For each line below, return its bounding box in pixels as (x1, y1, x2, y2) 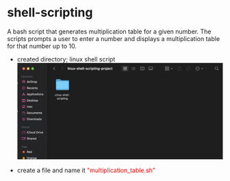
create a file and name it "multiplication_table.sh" (16, 166, 156, 175)
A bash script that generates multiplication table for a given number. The (7, 27, 212, 36)
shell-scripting (7, 5, 93, 20)
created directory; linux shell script (16, 55, 116, 63)
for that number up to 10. (7, 42, 77, 50)
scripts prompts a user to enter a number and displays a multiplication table (7, 34, 220, 42)
